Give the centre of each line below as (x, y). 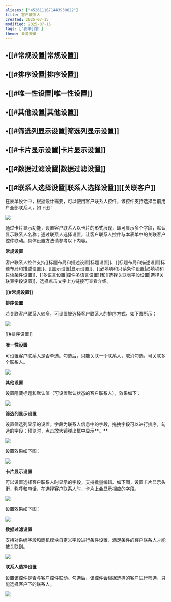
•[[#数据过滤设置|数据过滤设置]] (55, 169)
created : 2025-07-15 (27, 19)
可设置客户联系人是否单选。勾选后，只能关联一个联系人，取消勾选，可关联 (83, 355)
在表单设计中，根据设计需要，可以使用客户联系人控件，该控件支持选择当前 (83, 201)
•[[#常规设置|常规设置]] (42, 56)
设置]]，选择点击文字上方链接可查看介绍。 (67, 281)
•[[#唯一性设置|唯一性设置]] (49, 93)
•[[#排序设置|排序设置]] (42, 74)
